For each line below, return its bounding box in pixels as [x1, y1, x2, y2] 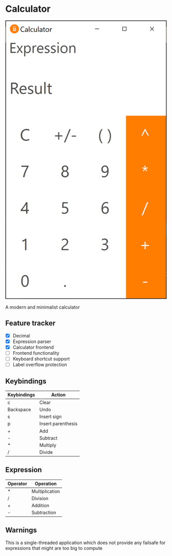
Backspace [7, 406, 31, 412]
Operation [35, 481, 57, 487]
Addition [31, 503, 50, 508]
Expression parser [12, 338, 52, 344]
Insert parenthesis [39, 420, 78, 427]
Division [31, 495, 49, 501]
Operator [7, 481, 27, 487]
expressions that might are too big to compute [5, 545, 103, 551]
